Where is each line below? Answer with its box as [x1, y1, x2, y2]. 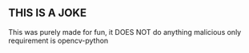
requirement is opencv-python [8, 36, 109, 45]
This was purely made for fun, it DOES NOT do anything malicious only [8, 27, 242, 36]
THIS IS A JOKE [8, 6, 86, 20]
